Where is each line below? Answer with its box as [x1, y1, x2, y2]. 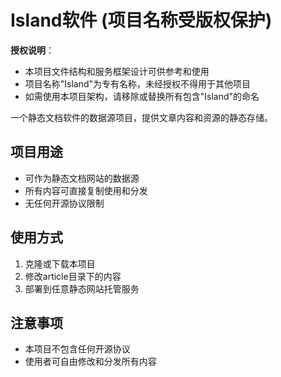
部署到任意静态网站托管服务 [24, 282, 140, 295]
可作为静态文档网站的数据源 [24, 172, 140, 184]
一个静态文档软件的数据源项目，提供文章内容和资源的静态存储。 [10, 111, 273, 123]
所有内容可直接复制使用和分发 [24, 184, 148, 196]
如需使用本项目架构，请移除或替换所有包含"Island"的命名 [24, 90, 260, 102]
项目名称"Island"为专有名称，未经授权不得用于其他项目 [24, 77, 252, 90]
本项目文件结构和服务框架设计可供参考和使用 [24, 65, 210, 77]
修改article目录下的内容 [24, 270, 122, 282]
